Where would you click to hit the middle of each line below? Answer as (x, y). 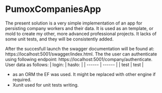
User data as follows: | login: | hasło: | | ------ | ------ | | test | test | (74, 64)
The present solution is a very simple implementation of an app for (74, 23)
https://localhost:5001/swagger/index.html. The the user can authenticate (81, 54)
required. (22, 79)
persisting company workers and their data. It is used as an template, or (79, 28)
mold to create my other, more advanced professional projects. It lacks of (81, 33)
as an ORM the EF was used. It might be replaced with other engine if (84, 74)
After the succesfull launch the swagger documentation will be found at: (80, 48)
